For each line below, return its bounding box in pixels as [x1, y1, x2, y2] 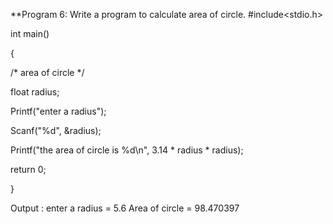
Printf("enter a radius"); [10, 105, 107, 117]
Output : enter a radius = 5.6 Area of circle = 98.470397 [10, 202, 240, 214]
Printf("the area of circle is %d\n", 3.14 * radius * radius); [10, 144, 244, 156]
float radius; [10, 86, 60, 98]
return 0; [10, 164, 47, 175]
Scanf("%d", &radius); [10, 125, 102, 136]
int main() [10, 28, 50, 39]
